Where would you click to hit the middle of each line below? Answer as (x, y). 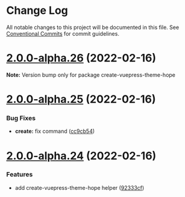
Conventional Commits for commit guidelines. (63, 33)
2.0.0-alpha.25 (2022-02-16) (81, 99)
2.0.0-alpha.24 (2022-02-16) (81, 156)
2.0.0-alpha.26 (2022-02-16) (81, 58)
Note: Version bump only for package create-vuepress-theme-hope (91, 75)
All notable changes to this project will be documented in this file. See (93, 27)
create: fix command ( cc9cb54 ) (55, 131)
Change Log (37, 11)
